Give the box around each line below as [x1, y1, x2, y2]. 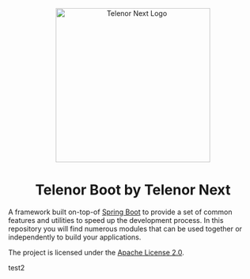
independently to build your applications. [8, 232, 142, 242]
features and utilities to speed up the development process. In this [8, 215, 224, 224]
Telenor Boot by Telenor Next [35, 181, 231, 199]
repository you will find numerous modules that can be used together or [8, 224, 243, 233]
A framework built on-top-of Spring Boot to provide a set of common [8, 207, 233, 217]
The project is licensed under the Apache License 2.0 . [8, 247, 184, 257]
